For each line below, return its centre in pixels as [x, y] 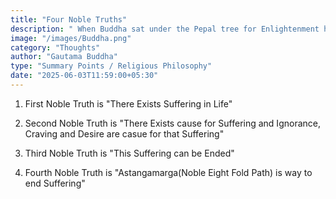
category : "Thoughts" [55, 47]
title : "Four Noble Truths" [69, 19]
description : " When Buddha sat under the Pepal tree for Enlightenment [165, 29]
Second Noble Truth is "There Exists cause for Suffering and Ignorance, [172, 123]
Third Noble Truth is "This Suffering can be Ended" [129, 153]
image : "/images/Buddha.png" [71, 38]
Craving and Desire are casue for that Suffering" [124, 133]
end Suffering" [55, 183]
